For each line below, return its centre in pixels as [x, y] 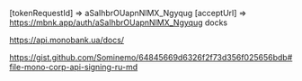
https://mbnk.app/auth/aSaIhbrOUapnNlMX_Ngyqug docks [118, 22]
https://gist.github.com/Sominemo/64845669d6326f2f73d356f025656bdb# [151, 57]
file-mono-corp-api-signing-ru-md [74, 67]
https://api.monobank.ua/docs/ [67, 40]
